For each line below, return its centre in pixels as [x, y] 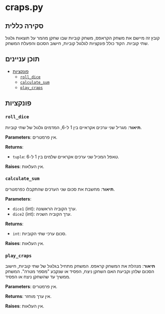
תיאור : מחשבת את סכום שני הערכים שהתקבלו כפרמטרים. [60, 189]
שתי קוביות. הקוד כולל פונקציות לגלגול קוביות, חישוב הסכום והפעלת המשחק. [77, 43]
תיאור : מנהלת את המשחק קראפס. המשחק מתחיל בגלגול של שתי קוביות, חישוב [80, 266]
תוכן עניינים [23, 59]
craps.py [24, 7]
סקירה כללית [24, 26]
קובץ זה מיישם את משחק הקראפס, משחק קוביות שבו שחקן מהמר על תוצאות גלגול [82, 38]
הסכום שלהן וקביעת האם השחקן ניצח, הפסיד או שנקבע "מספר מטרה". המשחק [80, 272]
